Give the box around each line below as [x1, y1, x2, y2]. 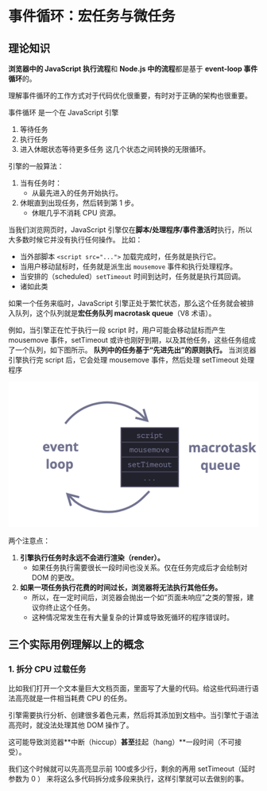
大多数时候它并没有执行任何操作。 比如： [8, 235, 143, 244]
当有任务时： [19, 178, 62, 188]
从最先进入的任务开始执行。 [31, 188, 123, 197]
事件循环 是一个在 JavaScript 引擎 [8, 108, 119, 117]
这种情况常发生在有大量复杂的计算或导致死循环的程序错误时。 [31, 612, 234, 622]
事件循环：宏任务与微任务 [8, 7, 176, 25]
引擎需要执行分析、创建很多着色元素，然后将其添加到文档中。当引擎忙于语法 [8, 710, 259, 719]
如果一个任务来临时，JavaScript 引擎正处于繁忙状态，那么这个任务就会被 [8, 299, 248, 308]
